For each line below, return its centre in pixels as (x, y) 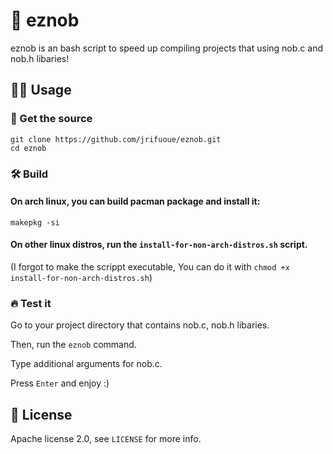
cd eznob (28, 148)
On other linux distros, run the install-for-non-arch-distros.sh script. (159, 245)
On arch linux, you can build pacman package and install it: (135, 201)
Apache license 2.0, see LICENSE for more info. (106, 439)
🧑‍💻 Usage (41, 90)
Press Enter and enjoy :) (60, 383)
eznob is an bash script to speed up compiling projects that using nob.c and (166, 48)
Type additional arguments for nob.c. (86, 364)
